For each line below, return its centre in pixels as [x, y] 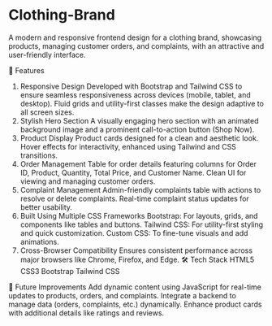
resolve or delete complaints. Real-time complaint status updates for [134, 198]
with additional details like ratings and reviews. [86, 313]
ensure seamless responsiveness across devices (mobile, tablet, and [135, 94]
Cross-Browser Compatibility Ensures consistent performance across [136, 250]
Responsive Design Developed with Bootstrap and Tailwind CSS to [131, 86]
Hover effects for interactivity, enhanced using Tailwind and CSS [128, 146]
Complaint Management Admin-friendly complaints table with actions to [140, 189]
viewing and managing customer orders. [88, 181]
